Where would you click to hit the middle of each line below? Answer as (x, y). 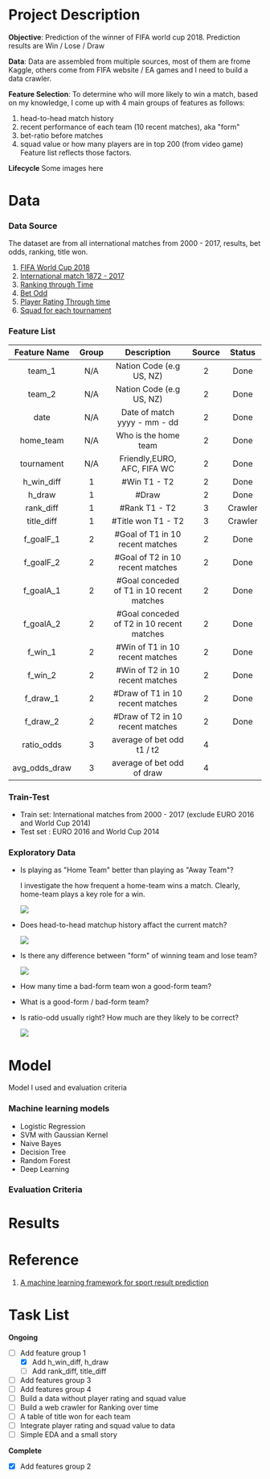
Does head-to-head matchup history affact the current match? (123, 925)
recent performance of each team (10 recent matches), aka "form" (130, 127)
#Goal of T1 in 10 (148, 534)
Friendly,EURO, (148, 459)
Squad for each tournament (65, 310)
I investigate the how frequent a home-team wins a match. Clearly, (130, 886)
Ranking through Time (57, 285)
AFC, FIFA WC (148, 468)
